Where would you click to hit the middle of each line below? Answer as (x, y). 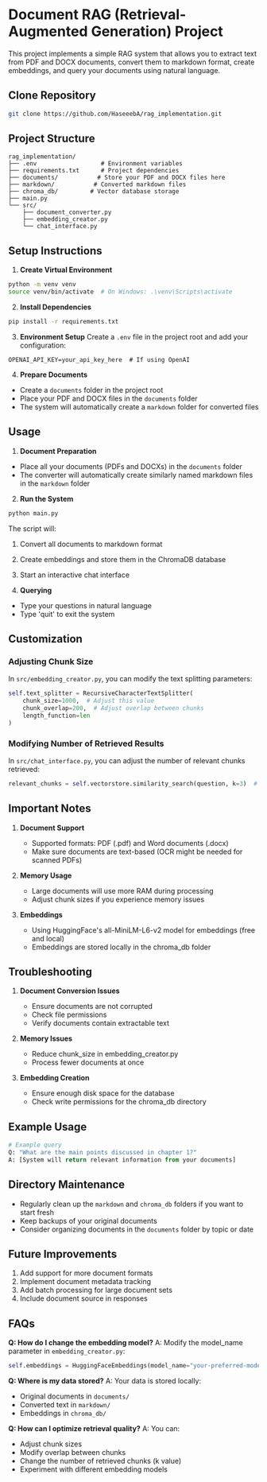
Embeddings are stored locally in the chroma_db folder (121, 947)
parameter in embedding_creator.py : (67, 1351)
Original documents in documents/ (74, 1396)
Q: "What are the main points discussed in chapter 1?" (103, 1153)
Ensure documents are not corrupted (92, 1007)
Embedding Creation (54, 1078)
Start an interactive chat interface (74, 575)
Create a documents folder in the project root (91, 390)
